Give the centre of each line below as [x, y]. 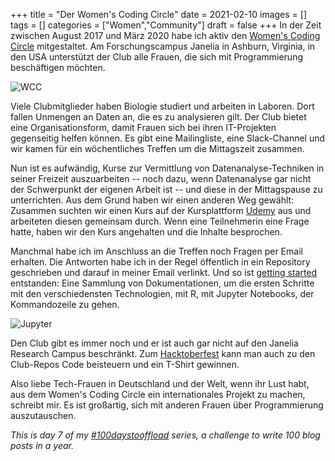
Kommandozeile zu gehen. [65, 304]
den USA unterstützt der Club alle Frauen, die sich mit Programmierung [157, 57]
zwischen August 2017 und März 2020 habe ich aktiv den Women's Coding [165, 35]
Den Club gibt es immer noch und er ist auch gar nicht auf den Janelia [154, 343]
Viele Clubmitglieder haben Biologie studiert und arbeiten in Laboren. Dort [162, 106]
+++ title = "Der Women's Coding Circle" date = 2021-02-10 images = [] [158, 14]
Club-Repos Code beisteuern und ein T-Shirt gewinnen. [125, 364]
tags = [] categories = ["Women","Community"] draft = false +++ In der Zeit [166, 25]
